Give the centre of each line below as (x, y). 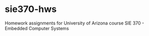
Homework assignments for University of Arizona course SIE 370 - (74, 23)
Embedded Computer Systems (37, 28)
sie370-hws (31, 9)
